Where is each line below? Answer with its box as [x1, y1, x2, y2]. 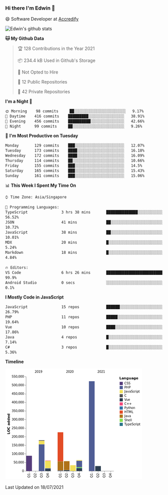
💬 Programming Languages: [5, 205, 59, 210]
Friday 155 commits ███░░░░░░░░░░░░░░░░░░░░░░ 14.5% [5, 163, 142, 168]
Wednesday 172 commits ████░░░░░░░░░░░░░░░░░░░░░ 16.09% [5, 153, 144, 158]
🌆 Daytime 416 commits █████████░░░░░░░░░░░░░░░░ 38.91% [5, 114, 144, 119]
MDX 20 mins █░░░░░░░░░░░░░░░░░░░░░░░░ [5, 240, 163, 245]
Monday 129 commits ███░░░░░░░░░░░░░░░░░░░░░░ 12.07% [5, 143, 144, 148]
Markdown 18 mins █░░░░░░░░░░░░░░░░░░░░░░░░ [5, 250, 163, 255]
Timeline [5, 359, 24, 365]
